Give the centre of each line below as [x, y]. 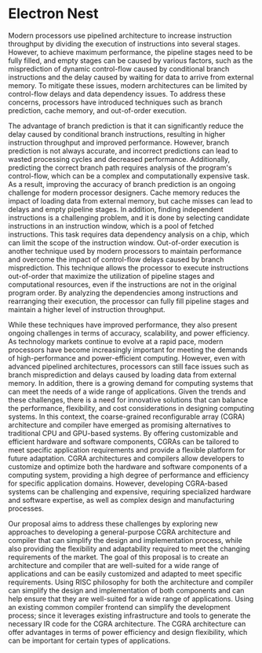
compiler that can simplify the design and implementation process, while [126, 540]
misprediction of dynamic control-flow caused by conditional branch [119, 68]
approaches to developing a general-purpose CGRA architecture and [120, 532]
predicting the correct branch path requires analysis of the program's [120, 167]
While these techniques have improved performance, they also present [123, 325]
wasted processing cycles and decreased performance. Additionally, [119, 159]
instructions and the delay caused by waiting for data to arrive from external [131, 77]
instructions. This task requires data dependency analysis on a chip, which [129, 234]
